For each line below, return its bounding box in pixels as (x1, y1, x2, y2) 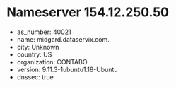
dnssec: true (16, 72, 54, 81)
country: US (16, 50, 52, 59)
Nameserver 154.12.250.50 (6, 4, 169, 21)
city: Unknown (16, 42, 59, 51)
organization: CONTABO (16, 57, 88, 66)
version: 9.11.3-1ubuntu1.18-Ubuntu (16, 65, 118, 74)
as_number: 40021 (16, 28, 71, 36)
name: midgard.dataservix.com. (16, 35, 110, 43)
